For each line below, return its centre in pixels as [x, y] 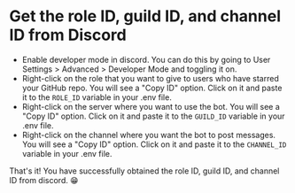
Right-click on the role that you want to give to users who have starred [150, 78]
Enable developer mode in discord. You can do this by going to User [146, 59]
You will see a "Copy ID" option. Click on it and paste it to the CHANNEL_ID [154, 144]
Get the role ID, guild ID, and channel [145, 16]
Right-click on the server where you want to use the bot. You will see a [151, 106]
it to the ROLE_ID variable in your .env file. [97, 97]
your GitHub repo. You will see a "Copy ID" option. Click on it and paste [152, 88]
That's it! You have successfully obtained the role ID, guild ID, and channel [144, 171]
